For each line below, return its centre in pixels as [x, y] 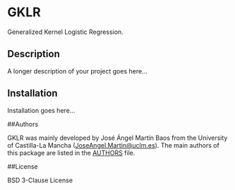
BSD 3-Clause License [40, 180]
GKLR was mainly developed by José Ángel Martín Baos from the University [117, 138]
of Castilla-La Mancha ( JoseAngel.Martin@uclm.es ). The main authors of [114, 145]
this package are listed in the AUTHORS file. [71, 153]
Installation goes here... [41, 110]
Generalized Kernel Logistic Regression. [65, 32]
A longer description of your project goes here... [77, 71]
